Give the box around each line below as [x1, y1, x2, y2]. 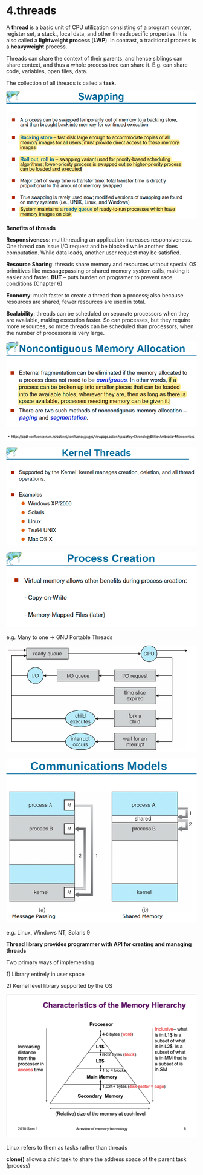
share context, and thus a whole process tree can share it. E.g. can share [6, 61, 188, 68]
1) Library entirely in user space [6, 970, 85, 978]
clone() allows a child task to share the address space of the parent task [6, 1155, 187, 1163]
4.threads [6, 4, 57, 18]
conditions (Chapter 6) [6, 280, 63, 288]
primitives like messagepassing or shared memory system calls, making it [6, 267, 190, 274]
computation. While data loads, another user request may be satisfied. [6, 249, 181, 256]
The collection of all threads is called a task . [6, 79, 117, 87]
